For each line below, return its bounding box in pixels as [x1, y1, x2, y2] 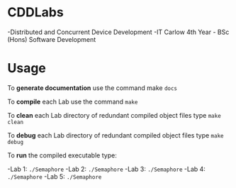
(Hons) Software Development [7, 35, 96, 43]
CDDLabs [7, 4, 64, 21]
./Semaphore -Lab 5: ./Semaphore [7, 172, 102, 181]
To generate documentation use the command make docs [7, 83, 178, 92]
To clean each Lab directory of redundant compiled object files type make [7, 111, 221, 119]
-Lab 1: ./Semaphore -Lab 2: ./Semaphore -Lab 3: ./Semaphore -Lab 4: [7, 165, 206, 173]
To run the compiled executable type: [7, 150, 117, 160]
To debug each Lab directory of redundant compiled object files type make [7, 131, 224, 139]
